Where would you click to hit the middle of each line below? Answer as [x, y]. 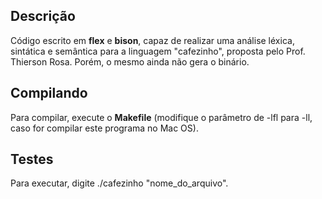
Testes [32, 159]
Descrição [43, 16]
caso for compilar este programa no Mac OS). [104, 128]
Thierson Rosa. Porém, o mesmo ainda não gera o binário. [130, 61]
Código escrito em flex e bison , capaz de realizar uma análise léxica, [152, 40]
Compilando [49, 93]
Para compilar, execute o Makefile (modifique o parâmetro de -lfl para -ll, [161, 117]
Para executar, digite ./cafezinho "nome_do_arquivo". [119, 183]
